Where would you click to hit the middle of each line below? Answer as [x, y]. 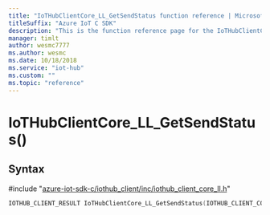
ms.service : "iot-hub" [46, 68]
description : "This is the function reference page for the [111, 30]
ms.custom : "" [32, 75]
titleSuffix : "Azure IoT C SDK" [62, 23]
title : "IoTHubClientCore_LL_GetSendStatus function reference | [120, 16]
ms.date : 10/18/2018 [43, 61]
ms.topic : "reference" [46, 83]
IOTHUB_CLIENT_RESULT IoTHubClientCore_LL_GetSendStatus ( [107, 203]
